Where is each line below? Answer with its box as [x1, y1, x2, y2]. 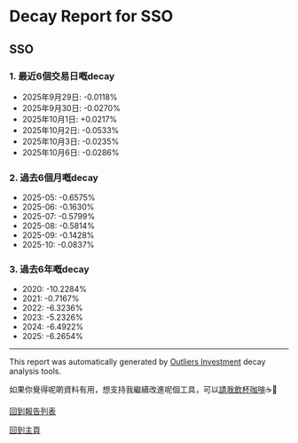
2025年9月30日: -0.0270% [21, 102, 122, 113]
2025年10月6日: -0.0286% [21, 146, 120, 157]
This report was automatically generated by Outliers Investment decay [9, 357, 266, 368]
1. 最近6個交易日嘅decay [9, 69, 115, 82]
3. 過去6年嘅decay [9, 264, 90, 276]
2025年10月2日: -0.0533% [21, 124, 120, 135]
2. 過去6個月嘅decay [9, 171, 99, 184]
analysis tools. [9, 366, 62, 376]
